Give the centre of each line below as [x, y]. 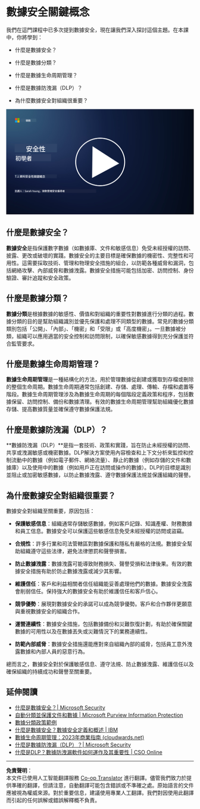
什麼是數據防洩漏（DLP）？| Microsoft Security [73, 745]
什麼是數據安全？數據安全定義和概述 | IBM [66, 730]
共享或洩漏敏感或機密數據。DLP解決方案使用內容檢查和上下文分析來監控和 [97, 453]
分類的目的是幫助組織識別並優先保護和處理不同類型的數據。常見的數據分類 [102, 321]
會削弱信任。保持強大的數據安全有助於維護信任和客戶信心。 [88, 591]
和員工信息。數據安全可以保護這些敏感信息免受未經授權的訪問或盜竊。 [101, 531]
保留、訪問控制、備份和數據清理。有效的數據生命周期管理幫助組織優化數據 [102, 402]
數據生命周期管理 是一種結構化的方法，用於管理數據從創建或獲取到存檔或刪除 [100, 380]
